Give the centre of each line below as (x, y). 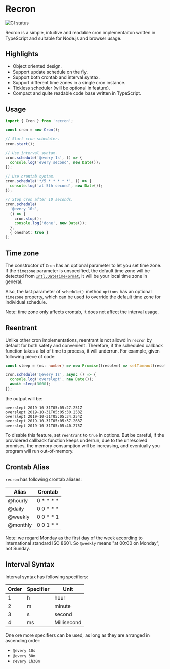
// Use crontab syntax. (30, 176)
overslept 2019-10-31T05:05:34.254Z (44, 416)
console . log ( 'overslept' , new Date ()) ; (52, 379)
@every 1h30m (26, 661)
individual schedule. (26, 302)
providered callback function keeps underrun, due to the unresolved (76, 440)
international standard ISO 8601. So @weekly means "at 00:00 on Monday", (83, 543)
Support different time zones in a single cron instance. (69, 82)
